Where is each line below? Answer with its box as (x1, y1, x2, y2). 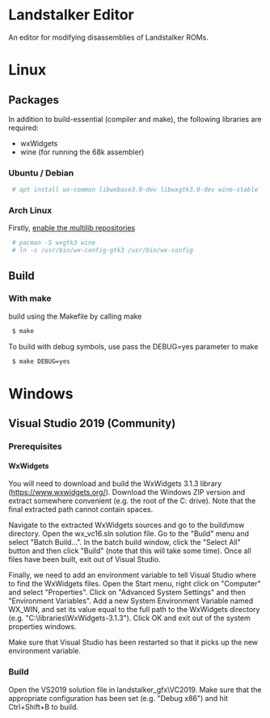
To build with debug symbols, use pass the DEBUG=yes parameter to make (8, 341, 259, 351)
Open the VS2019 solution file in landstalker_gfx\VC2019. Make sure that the (8, 685, 262, 695)
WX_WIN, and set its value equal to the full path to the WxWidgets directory (8, 605, 260, 615)
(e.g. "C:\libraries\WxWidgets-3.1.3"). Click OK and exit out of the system (8, 613, 251, 623)
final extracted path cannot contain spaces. (8, 505, 154, 514)
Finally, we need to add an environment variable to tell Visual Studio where (8, 570, 257, 580)
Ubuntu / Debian (8, 167, 74, 179)
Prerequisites (8, 441, 62, 452)
